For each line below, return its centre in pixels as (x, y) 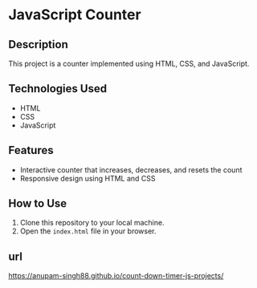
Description (38, 45)
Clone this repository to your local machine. (92, 223)
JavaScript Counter (75, 15)
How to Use (38, 203)
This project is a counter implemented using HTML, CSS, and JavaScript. (129, 63)
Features (31, 150)
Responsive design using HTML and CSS (88, 178)
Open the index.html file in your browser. (88, 231)
